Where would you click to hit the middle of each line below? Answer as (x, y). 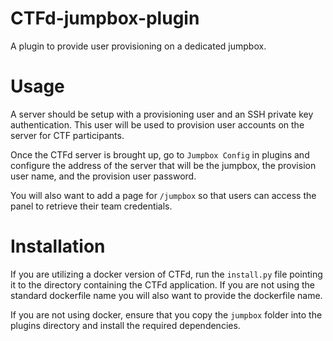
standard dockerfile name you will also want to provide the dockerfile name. (166, 295)
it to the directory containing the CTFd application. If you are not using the (162, 284)
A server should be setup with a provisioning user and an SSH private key (162, 114)
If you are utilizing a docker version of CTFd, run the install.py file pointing (166, 274)
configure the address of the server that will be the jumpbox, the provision (163, 165)
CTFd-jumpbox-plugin (105, 18)
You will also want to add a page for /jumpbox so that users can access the (163, 195)
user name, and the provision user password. (103, 176)
